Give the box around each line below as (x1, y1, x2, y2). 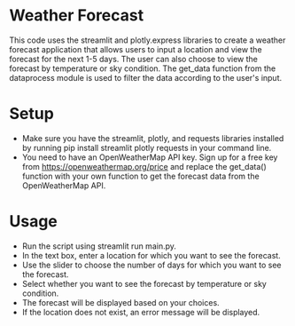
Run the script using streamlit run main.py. (21, 241, 177, 251)
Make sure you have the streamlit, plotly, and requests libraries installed (21, 132, 284, 143)
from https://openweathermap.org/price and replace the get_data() (21, 161, 268, 171)
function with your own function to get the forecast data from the (21, 171, 260, 181)
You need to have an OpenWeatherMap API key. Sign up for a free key (21, 152, 278, 163)
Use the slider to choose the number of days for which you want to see (21, 259, 282, 270)
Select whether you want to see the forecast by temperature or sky (21, 278, 268, 289)
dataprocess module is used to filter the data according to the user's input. (9, 72, 283, 83)
